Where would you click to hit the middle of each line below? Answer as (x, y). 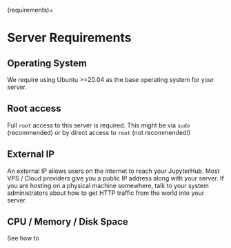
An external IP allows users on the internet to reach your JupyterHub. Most (113, 171)
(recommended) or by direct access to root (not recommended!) (99, 132)
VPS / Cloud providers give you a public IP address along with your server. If (115, 178)
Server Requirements (70, 38)
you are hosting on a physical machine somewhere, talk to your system (108, 185)
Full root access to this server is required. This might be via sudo (99, 125)
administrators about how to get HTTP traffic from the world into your (106, 193)
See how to (23, 238)
